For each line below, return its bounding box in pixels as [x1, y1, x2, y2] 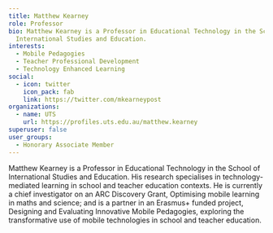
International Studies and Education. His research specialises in [8, 172, 221, 182]
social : [8, 73, 35, 81]
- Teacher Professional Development [15, 58, 140, 66]
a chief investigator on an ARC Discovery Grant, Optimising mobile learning [8, 189, 260, 199]
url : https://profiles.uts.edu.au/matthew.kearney [23, 118, 198, 126]
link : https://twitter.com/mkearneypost [23, 95, 162, 103]
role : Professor [8, 20, 63, 28]
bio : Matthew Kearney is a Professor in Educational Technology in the [8, 27, 256, 35]
